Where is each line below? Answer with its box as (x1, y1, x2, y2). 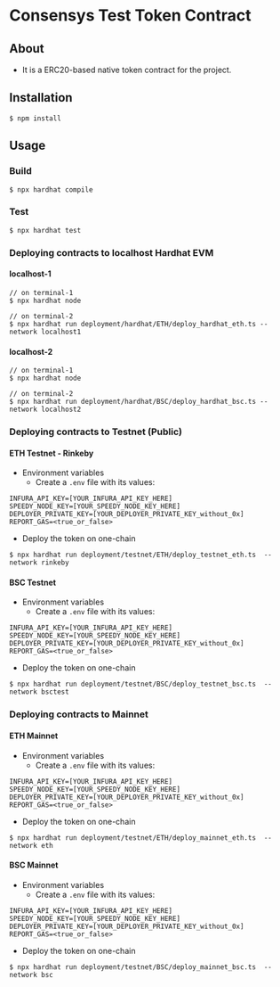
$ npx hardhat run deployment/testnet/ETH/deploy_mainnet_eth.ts (9, 833, 256, 843)
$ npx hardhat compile (9, 185, 93, 194)
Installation (9, 90, 73, 105)
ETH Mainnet (9, 730, 59, 741)
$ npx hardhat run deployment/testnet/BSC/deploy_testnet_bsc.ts (9, 679, 256, 689)
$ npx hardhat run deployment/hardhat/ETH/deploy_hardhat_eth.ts (9, 319, 256, 328)
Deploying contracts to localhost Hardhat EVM (9, 246, 214, 259)
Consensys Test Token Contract (9, 5, 252, 26)
